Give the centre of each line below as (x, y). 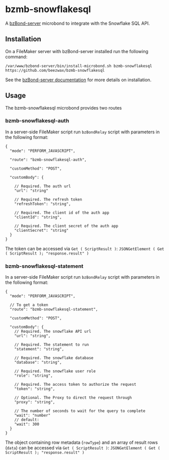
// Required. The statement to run (52, 345)
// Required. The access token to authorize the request (75, 385)
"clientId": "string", (38, 217)
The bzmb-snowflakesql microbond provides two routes (64, 108)
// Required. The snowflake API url (53, 332)
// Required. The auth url (43, 186)
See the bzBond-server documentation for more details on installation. (78, 80)
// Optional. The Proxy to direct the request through (73, 398)
